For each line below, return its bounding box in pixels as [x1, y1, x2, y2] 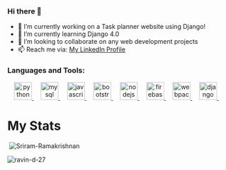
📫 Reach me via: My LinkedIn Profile [17, 45, 126, 54]
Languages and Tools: [7, 66, 85, 75]
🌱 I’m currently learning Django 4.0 [17, 30, 120, 38]
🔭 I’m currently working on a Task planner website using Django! [17, 23, 206, 31]
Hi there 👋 [7, 6, 43, 16]
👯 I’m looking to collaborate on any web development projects [17, 37, 198, 46]
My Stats [7, 118, 62, 133]
